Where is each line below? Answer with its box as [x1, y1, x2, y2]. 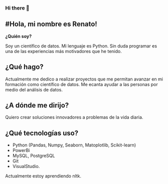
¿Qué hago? [5, 62, 44, 71]
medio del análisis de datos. [5, 86, 63, 92]
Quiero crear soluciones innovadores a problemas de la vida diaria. [5, 114, 143, 120]
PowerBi [12, 147, 30, 153]
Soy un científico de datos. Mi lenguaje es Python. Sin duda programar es [5, 42, 157, 49]
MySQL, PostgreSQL [12, 152, 55, 159]
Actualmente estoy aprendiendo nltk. [5, 173, 82, 179]
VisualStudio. [12, 163, 40, 169]
